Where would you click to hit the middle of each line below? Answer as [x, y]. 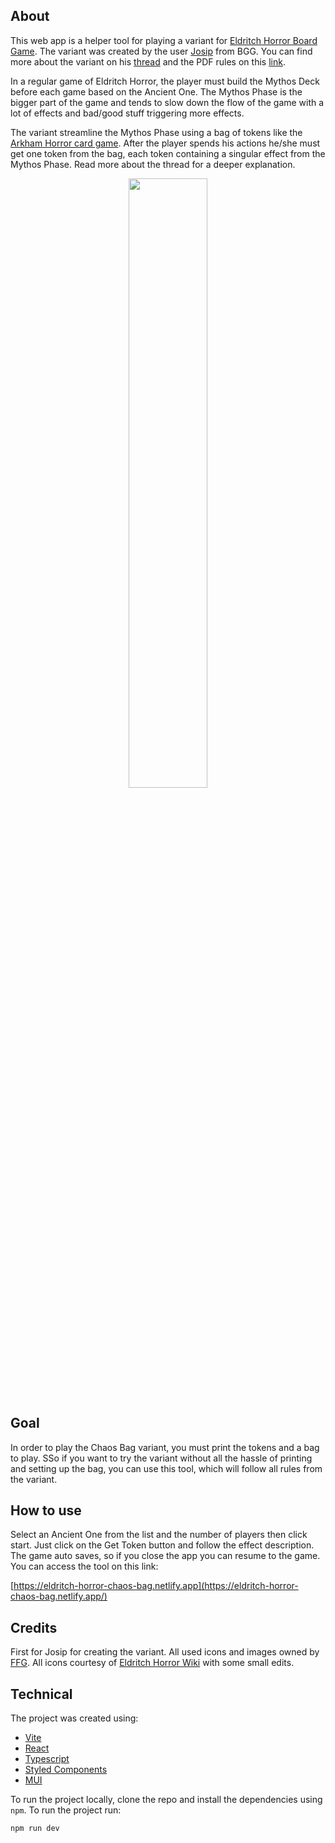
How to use [46, 1510]
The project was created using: [74, 1718]
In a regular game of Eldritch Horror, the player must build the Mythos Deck [165, 81]
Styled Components [66, 1770]
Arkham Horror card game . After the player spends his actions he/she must [165, 143]
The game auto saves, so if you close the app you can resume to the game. [165, 1556]
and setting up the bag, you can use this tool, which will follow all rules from [166, 1468]
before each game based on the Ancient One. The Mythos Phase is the [156, 91]
